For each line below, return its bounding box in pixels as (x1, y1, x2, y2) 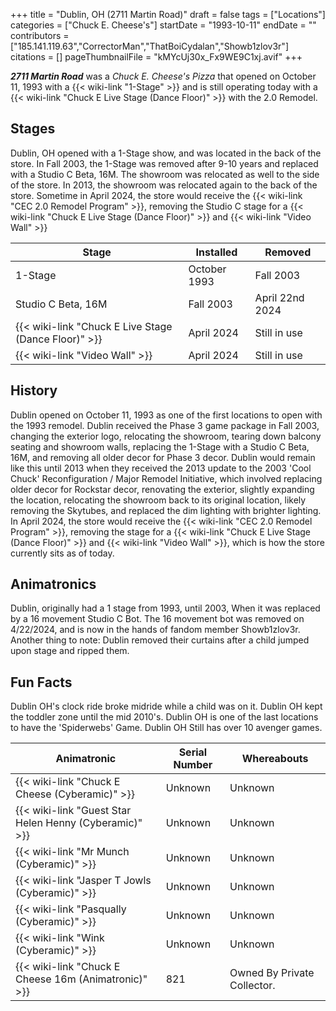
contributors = (10, 30, 70, 41)
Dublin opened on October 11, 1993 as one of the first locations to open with (10, 409, 323, 421)
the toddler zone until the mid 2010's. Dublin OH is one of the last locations (10, 711, 319, 723)
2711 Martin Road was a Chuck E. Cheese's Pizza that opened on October (10, 70, 317, 82)
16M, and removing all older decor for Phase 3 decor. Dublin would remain (10, 451, 316, 463)
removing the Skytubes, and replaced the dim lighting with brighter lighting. (10, 504, 322, 516)
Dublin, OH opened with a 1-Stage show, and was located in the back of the (10, 147, 322, 159)
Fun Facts (10, 674, 73, 691)
